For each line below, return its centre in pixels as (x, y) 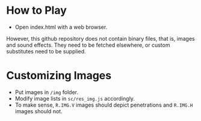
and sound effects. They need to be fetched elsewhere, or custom (88, 45)
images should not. (39, 111)
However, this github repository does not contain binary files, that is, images (100, 38)
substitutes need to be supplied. (46, 51)
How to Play (37, 10)
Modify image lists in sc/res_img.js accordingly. (75, 98)
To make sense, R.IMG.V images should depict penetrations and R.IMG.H (104, 105)
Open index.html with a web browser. (61, 27)
